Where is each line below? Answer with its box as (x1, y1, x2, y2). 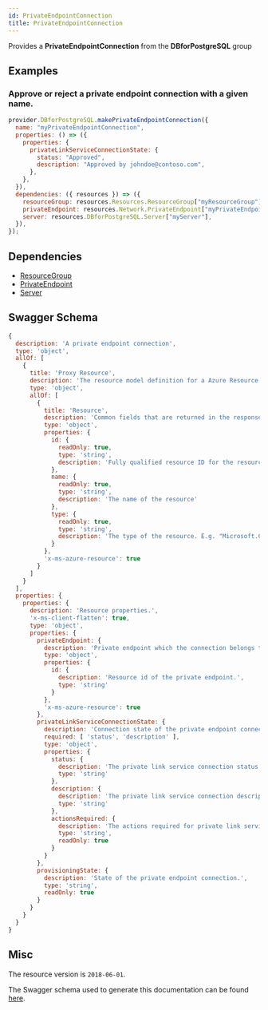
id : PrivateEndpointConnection (8, 11, 112, 20)
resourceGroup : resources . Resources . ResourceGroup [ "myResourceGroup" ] (22, 197, 262, 206)
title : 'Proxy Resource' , (29, 369, 116, 378)
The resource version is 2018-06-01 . (8, 969, 126, 979)
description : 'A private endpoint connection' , (15, 339, 177, 347)
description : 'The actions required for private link (58, 822, 241, 830)
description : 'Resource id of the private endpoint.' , (58, 674, 245, 682)
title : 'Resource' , (43, 406, 109, 414)
